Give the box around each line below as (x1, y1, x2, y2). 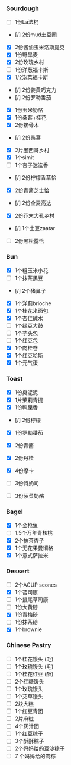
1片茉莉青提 (14, 396, 43, 403)
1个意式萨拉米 (14, 551, 49, 559)
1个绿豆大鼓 (14, 322, 43, 329)
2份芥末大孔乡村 (14, 212, 55, 220)
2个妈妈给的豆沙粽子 (14, 745, 65, 752)
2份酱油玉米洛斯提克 (14, 43, 65, 51)
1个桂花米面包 (14, 307, 49, 314)
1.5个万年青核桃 (14, 529, 53, 537)
